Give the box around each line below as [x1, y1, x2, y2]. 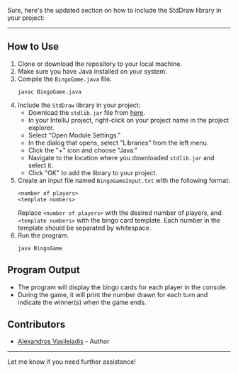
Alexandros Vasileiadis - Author [17, 337, 110, 346]
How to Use [7, 40, 59, 52]
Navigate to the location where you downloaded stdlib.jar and [28, 153, 215, 162]
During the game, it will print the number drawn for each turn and [17, 290, 208, 299]
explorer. [28, 123, 55, 132]
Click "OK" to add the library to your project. [28, 168, 158, 177]
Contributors [7, 318, 66, 330]
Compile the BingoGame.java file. [17, 74, 112, 83]
